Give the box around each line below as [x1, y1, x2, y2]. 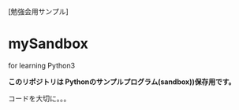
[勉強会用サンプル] [8, 7, 69, 16]
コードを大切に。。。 [8, 93, 71, 103]
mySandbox [8, 35, 89, 53]
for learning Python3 [8, 60, 76, 70]
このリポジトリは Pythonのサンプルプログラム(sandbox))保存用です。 [8, 77, 236, 86]
